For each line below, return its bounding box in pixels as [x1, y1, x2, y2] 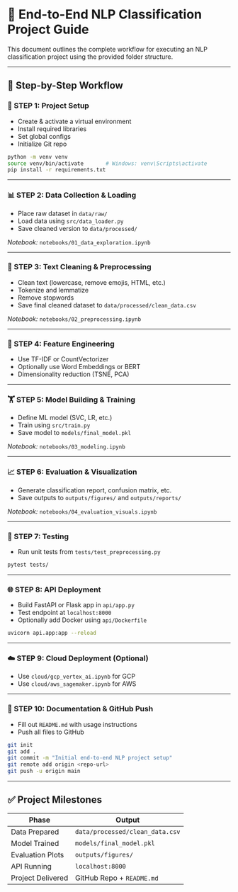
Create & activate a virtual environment [17, 117, 132, 125]
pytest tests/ [7, 561, 50, 569]
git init [7, 741, 33, 748]
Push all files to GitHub [17, 728, 85, 736]
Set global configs [17, 132, 71, 140]
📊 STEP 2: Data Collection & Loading [7, 191, 137, 201]
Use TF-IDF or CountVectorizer [17, 355, 109, 363]
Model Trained [11, 838, 59, 848]
